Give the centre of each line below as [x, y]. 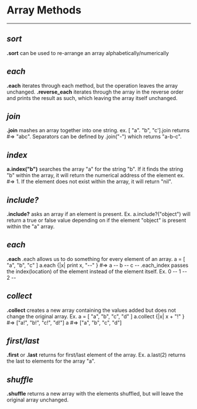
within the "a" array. [31, 226]
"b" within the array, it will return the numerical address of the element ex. [96, 176]
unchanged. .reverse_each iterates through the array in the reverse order [95, 92]
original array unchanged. [38, 400]
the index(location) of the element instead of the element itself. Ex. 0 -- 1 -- [97, 271]
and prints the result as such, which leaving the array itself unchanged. [92, 98]
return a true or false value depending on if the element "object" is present [96, 220]
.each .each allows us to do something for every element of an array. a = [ [96, 259]
